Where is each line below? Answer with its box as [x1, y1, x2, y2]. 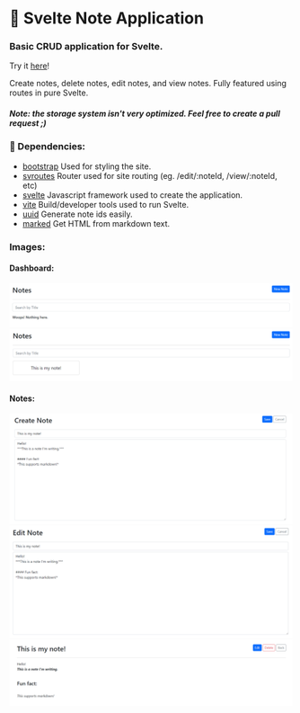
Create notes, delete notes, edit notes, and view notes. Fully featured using [9, 78, 287, 89]
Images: [9, 240, 46, 253]
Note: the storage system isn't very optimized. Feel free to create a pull [9, 108, 280, 120]
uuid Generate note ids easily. [22, 209, 133, 219]
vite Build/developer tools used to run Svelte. [22, 199, 190, 209]
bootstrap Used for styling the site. [22, 161, 152, 172]
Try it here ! [9, 60, 50, 71]
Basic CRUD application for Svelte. [9, 40, 163, 53]
